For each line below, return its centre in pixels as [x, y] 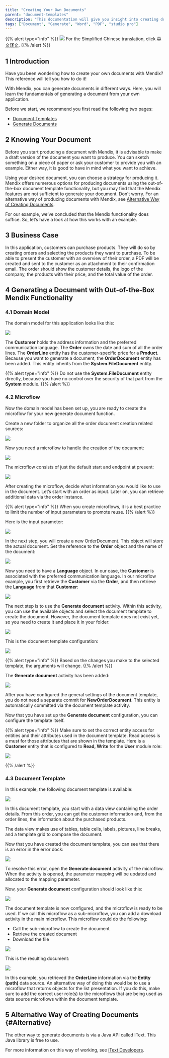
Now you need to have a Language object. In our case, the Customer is [80, 571]
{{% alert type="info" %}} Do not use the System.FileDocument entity [78, 373]
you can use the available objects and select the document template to [78, 611]
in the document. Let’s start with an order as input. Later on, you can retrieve [84, 492]
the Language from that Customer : [42, 587]
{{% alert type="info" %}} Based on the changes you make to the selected [82, 660]
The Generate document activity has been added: [57, 675]
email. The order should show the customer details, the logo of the [74, 269]
